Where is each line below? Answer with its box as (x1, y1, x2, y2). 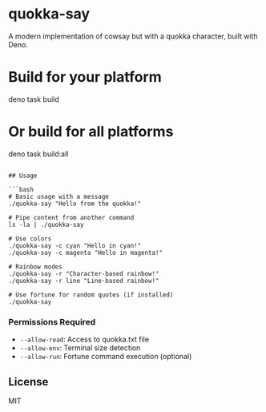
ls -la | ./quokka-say (8, 220, 84, 228)
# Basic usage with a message (8, 192, 110, 200)
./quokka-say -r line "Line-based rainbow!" (8, 277, 159, 285)
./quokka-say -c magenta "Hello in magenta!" (8, 248, 163, 256)
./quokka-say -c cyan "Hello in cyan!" (8, 241, 142, 249)
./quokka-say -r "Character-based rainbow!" (8, 269, 159, 277)
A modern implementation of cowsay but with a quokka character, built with (8, 31, 258, 41)
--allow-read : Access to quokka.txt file (19, 334, 150, 345)
